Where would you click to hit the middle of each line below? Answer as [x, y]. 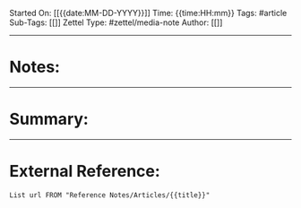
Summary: [49, 119]
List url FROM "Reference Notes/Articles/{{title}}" [110, 195]
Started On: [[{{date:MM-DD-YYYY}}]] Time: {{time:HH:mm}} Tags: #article [148, 13]
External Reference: [85, 172]
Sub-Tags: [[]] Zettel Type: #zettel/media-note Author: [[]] [116, 22]
